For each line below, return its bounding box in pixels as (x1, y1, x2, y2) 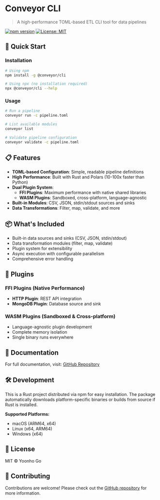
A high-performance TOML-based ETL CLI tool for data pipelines (16, 19, 147, 25)
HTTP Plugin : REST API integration (12, 295, 82, 302)
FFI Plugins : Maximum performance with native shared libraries (19, 190, 146, 196)
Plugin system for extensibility (12, 246, 73, 251)
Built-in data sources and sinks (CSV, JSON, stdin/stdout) (12, 235, 127, 241)
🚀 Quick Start (5, 42, 46, 51)
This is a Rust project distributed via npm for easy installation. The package (5, 391, 156, 397)
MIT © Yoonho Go (5, 458, 42, 464)
